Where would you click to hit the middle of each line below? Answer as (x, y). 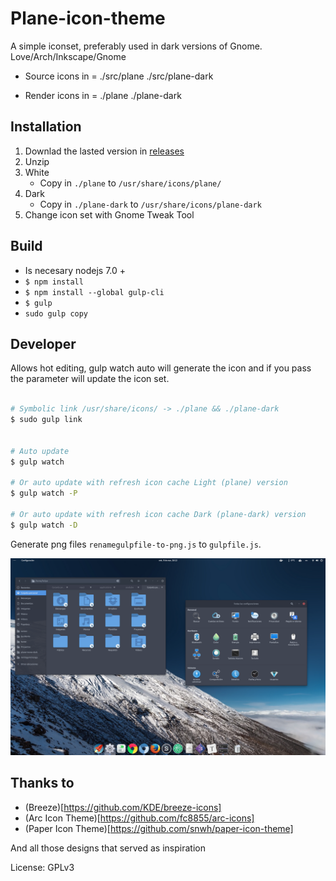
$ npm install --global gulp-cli (94, 292)
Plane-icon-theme (88, 18)
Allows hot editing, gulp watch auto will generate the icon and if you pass (161, 368)
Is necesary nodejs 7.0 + (75, 270)
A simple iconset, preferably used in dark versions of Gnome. (136, 46)
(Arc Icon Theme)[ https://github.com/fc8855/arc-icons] (139, 818)
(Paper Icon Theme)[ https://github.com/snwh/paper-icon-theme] (159, 828)
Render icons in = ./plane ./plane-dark (103, 95)
